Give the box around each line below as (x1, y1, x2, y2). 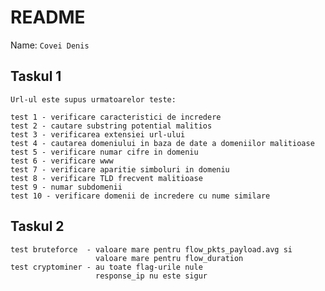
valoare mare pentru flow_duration (95, 253, 244, 263)
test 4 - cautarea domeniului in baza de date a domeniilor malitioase (10, 138, 315, 148)
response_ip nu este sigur (95, 271, 208, 281)
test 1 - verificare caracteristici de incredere (10, 112, 222, 122)
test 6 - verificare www (10, 156, 114, 166)
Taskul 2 (10, 218, 65, 235)
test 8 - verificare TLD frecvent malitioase (10, 173, 203, 183)
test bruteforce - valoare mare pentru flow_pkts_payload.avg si (10, 244, 293, 255)
